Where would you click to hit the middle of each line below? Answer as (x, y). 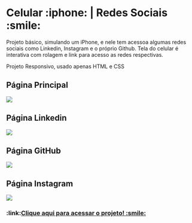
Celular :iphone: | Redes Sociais (87, 13)
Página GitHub (33, 150)
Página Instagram (40, 183)
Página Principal (37, 85)
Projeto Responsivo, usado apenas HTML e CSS (65, 66)
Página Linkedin (36, 118)
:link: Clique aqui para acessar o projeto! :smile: (76, 213)
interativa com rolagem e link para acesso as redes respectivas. (85, 54)
